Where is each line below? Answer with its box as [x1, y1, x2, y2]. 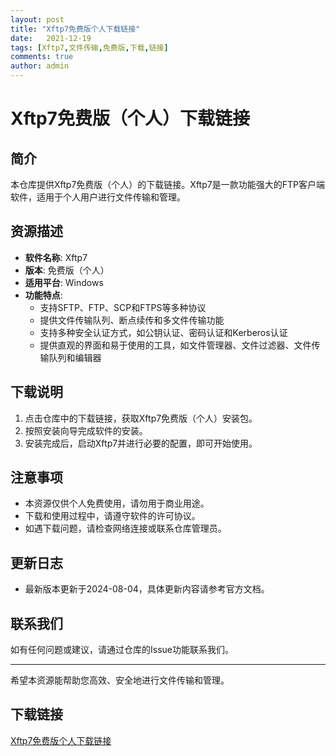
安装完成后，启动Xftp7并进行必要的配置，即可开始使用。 [24, 437, 258, 449]
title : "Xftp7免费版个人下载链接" [10, 24, 141, 34]
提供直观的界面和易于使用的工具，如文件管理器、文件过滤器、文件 [39, 339, 312, 351]
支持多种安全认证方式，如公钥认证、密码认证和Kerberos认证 [39, 326, 288, 338]
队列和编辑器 [48, 351, 102, 363]
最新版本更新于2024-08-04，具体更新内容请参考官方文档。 [24, 583, 270, 595]
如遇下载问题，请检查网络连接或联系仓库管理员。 [24, 522, 227, 535]
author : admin [10, 61, 70, 71]
